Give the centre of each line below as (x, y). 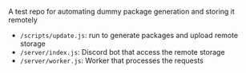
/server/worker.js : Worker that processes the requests (112, 60)
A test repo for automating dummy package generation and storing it (121, 12)
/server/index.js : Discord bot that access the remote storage (123, 52)
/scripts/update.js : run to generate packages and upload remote (129, 35)
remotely (23, 20)
